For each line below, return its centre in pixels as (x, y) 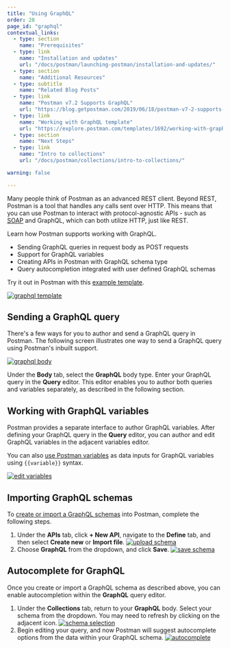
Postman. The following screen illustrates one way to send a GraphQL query (115, 341)
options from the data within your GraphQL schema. (90, 637)
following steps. (29, 522)
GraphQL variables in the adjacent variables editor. (79, 442)
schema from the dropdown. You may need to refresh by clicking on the (118, 615)
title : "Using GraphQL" (41, 13)
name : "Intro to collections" (63, 154)
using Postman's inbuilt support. (53, 348)
